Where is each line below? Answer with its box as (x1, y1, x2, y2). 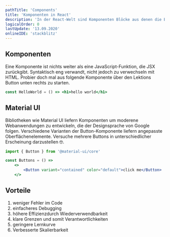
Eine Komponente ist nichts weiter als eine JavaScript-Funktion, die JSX (5, 63, 155, 69)
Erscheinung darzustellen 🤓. (5, 138, 65, 145)
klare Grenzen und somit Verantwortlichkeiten (12, 216, 108, 222)
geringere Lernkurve (12, 221, 56, 227)
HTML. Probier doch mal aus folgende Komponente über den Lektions (5, 74, 151, 80)
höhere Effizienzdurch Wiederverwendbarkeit (12, 211, 108, 217)
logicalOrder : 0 (5, 21, 39, 27)
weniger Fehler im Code (12, 199, 63, 206)
